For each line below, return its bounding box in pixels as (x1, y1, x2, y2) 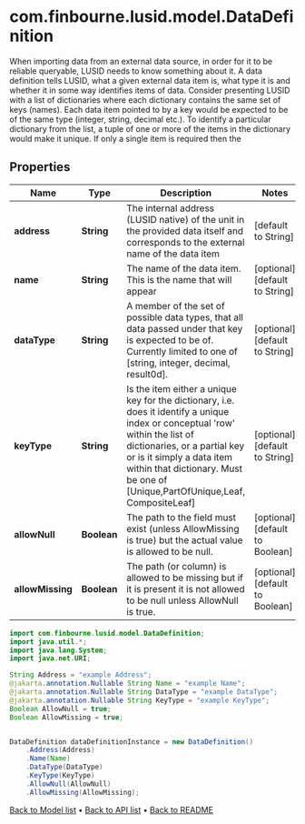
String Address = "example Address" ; (9, 670, 152, 679)
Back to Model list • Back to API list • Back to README (9, 804, 213, 815)
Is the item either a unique (126, 382, 238, 395)
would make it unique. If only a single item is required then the (9, 133, 242, 144)
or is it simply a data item (126, 450, 233, 463)
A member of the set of (126, 299, 225, 312)
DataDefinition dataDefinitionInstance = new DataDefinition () (9, 737, 254, 747)
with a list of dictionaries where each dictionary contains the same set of (9, 94, 281, 106)
